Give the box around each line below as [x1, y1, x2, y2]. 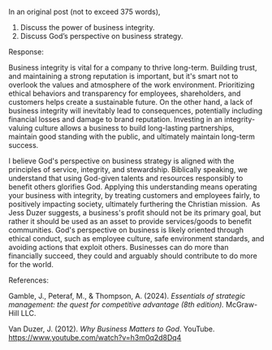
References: [8, 275, 49, 285]
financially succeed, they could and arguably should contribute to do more [8, 251, 257, 261]
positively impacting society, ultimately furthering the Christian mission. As [8, 199, 261, 209]
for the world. [8, 260, 54, 269]
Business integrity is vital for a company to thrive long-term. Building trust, [8, 63, 257, 72]
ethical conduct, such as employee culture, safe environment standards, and [8, 234, 265, 243]
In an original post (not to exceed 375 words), [8, 7, 161, 16]
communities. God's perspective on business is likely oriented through [8, 225, 244, 235]
